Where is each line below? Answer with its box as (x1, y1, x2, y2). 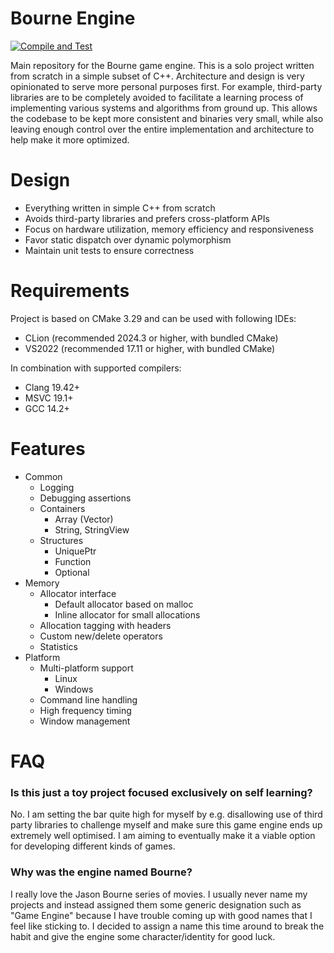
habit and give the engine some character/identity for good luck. (10, 930, 276, 942)
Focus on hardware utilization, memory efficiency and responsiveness (24, 223, 314, 235)
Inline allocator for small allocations (54, 608, 201, 621)
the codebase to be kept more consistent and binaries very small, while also (10, 112, 324, 124)
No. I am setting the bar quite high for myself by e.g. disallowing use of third (10, 808, 323, 821)
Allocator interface (39, 587, 117, 599)
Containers (39, 502, 86, 514)
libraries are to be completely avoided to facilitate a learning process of (10, 91, 304, 103)
